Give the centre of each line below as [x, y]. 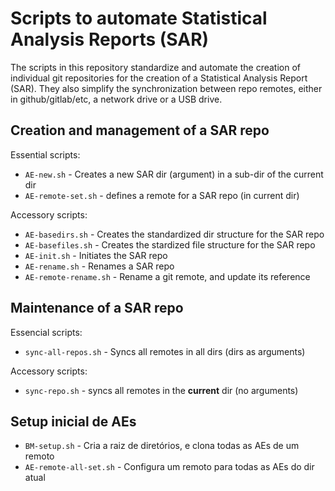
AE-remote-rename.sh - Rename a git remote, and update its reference [167, 276]
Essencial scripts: [46, 332]
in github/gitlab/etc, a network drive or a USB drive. [116, 99]
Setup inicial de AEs [73, 421]
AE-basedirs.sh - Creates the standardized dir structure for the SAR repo [174, 234]
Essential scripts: [45, 154]
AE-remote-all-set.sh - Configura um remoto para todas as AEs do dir [169, 467]
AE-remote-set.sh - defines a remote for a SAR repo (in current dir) [162, 195]
